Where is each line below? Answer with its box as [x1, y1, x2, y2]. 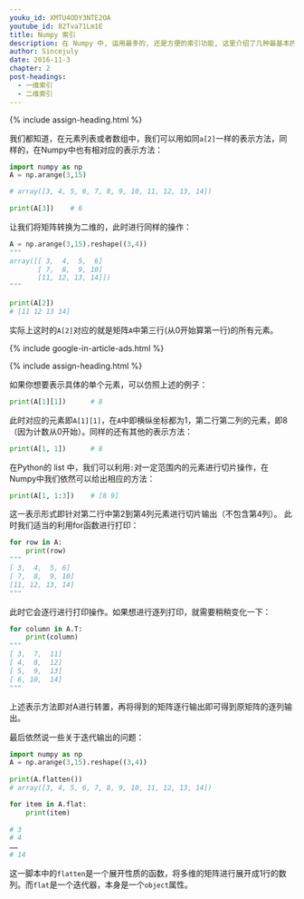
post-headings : [9, 73, 67, 82]
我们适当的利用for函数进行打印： [16, 520, 139, 531]
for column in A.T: [9, 624, 83, 633]
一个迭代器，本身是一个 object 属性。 [57, 879, 193, 890]
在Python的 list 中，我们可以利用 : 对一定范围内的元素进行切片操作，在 [9, 462, 270, 473]
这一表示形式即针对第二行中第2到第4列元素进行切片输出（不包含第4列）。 [9, 509, 282, 520]
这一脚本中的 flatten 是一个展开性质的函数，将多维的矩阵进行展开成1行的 [9, 868, 279, 878]
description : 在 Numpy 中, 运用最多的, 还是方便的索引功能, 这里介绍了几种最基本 [9, 38, 290, 48]
